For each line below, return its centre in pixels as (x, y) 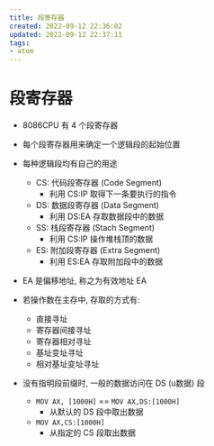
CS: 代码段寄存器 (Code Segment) (99, 183)
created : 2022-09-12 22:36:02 (66, 26)
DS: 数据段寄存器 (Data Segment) (98, 205)
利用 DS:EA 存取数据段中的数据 (107, 216)
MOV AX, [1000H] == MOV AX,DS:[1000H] (108, 401)
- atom (22, 51)
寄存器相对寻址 (63, 341)
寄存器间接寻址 (63, 331)
